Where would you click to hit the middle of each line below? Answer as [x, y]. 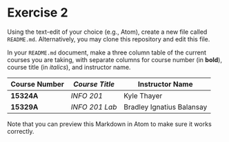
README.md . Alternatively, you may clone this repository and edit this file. [109, 39]
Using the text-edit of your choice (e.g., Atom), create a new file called [107, 32]
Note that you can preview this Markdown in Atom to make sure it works [109, 124]
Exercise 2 [38, 13]
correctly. [21, 131]
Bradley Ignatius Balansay [166, 107]
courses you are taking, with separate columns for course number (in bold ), [115, 59]
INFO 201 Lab [94, 107]
